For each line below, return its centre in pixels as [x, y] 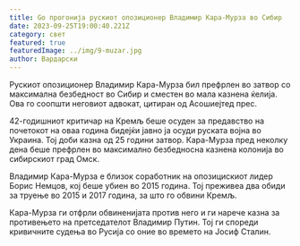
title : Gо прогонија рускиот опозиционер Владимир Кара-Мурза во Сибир [146, 17]
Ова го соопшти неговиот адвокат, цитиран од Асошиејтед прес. [133, 103]
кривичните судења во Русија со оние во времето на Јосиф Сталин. [140, 232]
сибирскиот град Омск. [55, 159]
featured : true [38, 42]
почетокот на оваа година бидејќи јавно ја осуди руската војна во [135, 130]
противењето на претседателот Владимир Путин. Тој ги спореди [134, 222]
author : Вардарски [43, 59]
